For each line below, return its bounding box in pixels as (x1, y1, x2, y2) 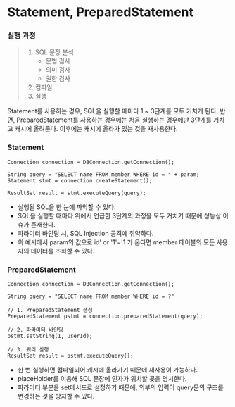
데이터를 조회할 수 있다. (30, 246, 95, 255)
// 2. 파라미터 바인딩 (7, 327, 63, 334)
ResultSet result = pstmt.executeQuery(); (7, 353, 134, 360)
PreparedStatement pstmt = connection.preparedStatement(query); (7, 313, 203, 320)
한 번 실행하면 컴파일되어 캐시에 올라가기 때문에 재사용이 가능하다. (17, 365, 198, 374)
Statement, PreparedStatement (7, 4, 194, 20)
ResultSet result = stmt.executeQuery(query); (7, 189, 146, 196)
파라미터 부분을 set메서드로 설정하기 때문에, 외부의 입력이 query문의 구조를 (17, 383, 224, 392)
